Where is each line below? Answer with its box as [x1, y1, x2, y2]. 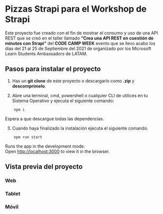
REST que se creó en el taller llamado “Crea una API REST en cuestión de [5, 35, 154, 41]
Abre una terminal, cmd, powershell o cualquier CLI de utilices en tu [12, 92, 148, 98]
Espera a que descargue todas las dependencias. [5, 116, 105, 122]
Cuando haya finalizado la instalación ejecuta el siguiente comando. [12, 125, 148, 131]
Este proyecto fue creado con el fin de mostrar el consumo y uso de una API [5, 30, 158, 36]
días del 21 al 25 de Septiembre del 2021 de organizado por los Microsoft [5, 45, 151, 51]
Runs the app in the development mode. [5, 143, 85, 149]
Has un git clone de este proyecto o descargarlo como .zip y [12, 78, 135, 84]
